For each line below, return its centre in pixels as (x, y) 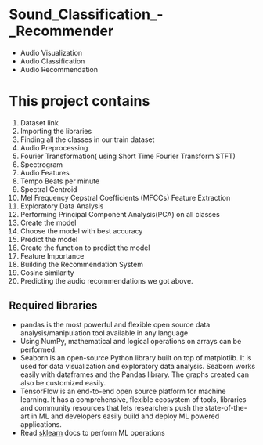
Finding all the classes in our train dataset (87, 139)
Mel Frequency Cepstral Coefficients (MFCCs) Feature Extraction (125, 197)
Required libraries (53, 306)
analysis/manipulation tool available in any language (104, 333)
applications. (41, 424)
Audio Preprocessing (54, 147)
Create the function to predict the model (85, 248)
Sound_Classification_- (86, 14)
